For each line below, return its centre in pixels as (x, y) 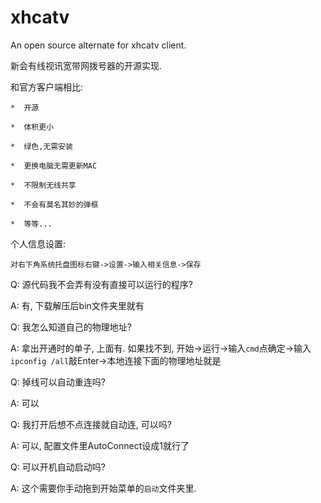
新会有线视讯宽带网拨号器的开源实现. (86, 65)
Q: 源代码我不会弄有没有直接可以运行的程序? (101, 284)
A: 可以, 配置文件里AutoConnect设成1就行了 (100, 445)
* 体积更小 (32, 127)
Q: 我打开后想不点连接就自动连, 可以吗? (91, 424)
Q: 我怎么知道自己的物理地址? (71, 327)
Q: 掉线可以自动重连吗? (58, 382)
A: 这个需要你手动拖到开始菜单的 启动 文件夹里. (103, 488)
